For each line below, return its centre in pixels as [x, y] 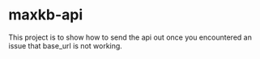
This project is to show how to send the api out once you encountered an [130, 37]
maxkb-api [46, 15]
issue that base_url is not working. [66, 45]
